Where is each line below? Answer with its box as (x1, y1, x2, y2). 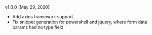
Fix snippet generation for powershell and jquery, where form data (12, 19, 147, 25)
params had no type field (12, 24, 64, 30)
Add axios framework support (12, 14, 73, 19)
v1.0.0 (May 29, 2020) (5, 4, 50, 10)
